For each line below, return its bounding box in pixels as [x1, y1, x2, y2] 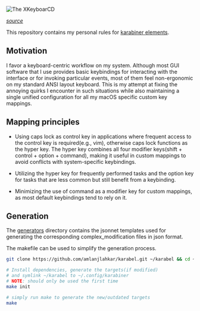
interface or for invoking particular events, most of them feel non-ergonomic [6, 74, 193, 82]
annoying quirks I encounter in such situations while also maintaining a [6, 87, 180, 94]
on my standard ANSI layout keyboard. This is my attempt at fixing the [6, 80, 177, 88]
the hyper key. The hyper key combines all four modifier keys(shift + [14, 145, 183, 153]
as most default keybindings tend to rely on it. [14, 194, 127, 201]
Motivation [6, 46, 48, 56]
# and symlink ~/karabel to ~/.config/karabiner [6, 273, 129, 279]
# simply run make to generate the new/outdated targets [6, 294, 151, 300]
